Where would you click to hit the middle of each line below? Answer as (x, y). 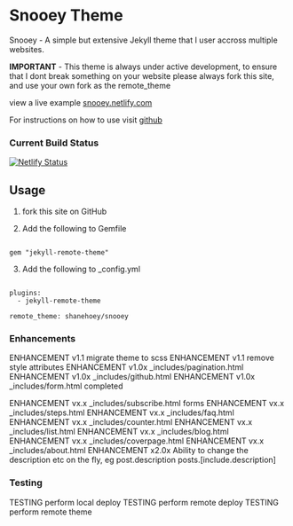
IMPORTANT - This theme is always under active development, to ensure (143, 67)
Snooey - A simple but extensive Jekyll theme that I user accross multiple (143, 40)
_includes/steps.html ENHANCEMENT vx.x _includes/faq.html (122, 412)
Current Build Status (54, 143)
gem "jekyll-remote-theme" (59, 253)
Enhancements (43, 338)
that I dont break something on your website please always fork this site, (142, 75)
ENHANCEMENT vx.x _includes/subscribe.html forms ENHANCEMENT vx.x (147, 404)
